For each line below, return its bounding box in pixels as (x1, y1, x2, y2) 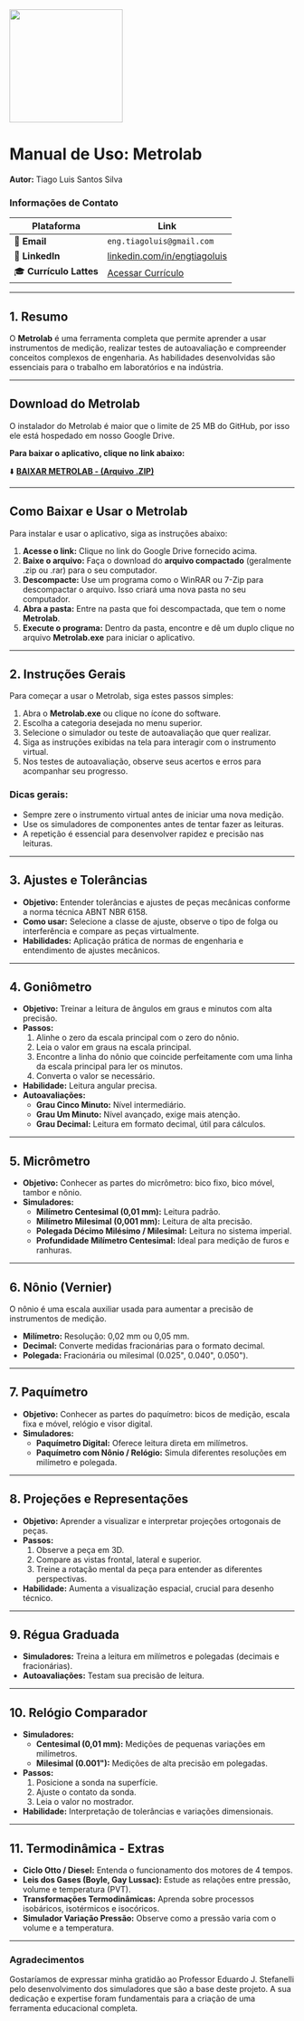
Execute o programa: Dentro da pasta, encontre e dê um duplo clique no (22, 622, 295, 633)
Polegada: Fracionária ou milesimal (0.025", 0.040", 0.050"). (22, 1350, 249, 1361)
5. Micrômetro (9, 1153, 90, 1168)
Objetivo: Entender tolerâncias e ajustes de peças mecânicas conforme (22, 896, 291, 908)
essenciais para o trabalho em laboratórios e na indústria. (9, 362, 224, 373)
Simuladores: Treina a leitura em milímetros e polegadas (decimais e (22, 1651, 280, 1662)
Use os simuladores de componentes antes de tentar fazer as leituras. (22, 818, 285, 829)
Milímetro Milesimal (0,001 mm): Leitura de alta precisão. (35, 1216, 253, 1227)
